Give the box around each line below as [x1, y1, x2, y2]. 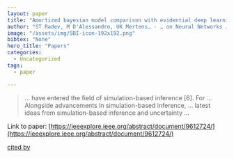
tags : [7, 62, 23, 69]
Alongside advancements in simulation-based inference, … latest [24, 101, 211, 109]
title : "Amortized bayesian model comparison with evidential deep [7, 17, 208, 24]
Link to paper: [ [7, 122, 51, 130]
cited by [7, 143, 31, 151]
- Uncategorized [13, 56, 61, 63]
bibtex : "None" [7, 36, 52, 43]
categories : [7, 49, 42, 56]
